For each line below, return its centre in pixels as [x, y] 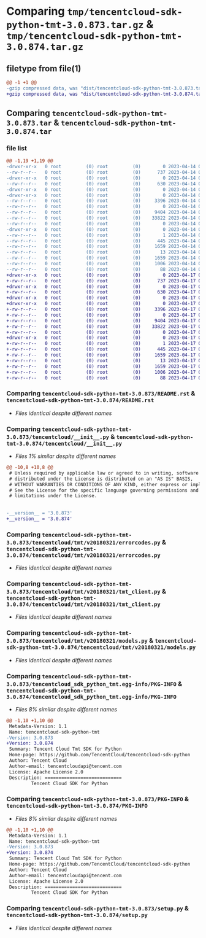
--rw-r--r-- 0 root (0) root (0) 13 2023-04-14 [101, 252]
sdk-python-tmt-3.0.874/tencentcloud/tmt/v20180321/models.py [101, 648]
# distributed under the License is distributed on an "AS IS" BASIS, [101, 479]
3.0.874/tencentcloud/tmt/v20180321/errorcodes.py [83, 555]
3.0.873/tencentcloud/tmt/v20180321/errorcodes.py [83, 542]
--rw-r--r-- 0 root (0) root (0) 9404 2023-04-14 [101, 212]
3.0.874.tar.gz [45, 47]
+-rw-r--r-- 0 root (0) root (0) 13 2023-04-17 [101, 360]
